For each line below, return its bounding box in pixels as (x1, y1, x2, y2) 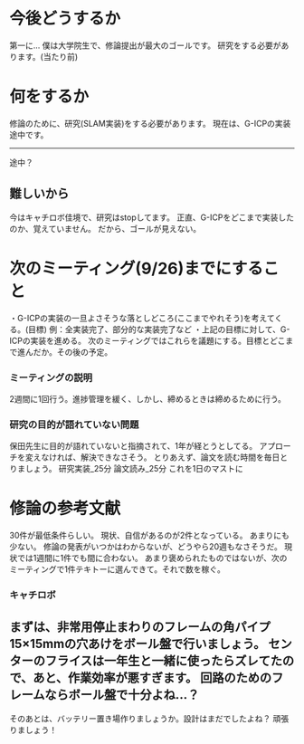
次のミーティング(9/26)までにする (9, 258, 264, 279)
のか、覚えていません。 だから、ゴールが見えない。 (9, 223, 202, 234)
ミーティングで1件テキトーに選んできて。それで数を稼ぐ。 (9, 564, 226, 575)
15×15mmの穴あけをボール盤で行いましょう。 (9, 636, 266, 652)
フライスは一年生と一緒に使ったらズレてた (44, 653, 283, 669)
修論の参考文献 (9, 499, 121, 519)
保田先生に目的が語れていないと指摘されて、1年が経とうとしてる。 (9, 441, 258, 452)
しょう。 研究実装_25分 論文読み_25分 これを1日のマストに (24, 463, 244, 474)
